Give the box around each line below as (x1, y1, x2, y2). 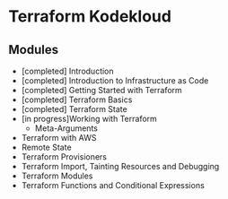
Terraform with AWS (21, 133, 97, 143)
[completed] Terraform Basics (21, 94, 133, 105)
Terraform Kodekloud (8, 6, 172, 27)
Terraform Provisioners (21, 151, 108, 162)
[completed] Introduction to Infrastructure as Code (21, 75, 209, 86)
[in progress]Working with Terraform (21, 114, 158, 124)
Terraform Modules (21, 170, 93, 181)
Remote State (21, 142, 73, 152)
